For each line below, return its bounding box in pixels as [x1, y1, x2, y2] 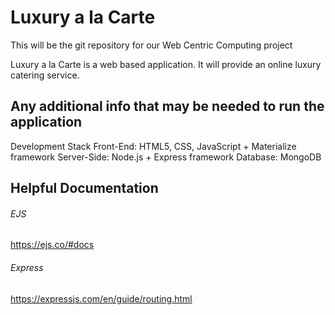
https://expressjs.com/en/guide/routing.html [10, 292, 193, 305]
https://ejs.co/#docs [10, 239, 95, 251]
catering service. [10, 69, 80, 81]
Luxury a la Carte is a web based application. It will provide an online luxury [10, 58, 322, 70]
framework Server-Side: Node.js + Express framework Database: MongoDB [10, 151, 322, 163]
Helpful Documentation [10, 180, 159, 197]
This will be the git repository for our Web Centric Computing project [10, 39, 293, 51]
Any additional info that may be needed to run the [10, 98, 325, 115]
